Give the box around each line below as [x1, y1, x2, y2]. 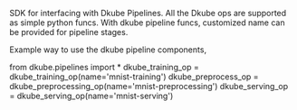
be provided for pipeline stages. [9, 27, 129, 37]
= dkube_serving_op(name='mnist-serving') [9, 90, 174, 101]
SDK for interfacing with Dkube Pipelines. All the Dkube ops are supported [9, 8, 287, 18]
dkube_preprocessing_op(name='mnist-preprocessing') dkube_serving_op [9, 81, 288, 91]
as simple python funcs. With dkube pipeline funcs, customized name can [9, 17, 285, 28]
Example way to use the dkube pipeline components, [9, 44, 206, 55]
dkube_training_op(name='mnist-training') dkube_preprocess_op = [9, 71, 260, 82]
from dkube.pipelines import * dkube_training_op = [9, 62, 199, 72]
